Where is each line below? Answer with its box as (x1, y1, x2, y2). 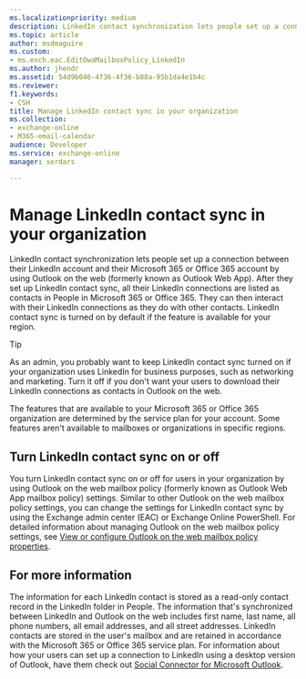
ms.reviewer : (9, 81, 59, 90)
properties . (9, 541, 51, 552)
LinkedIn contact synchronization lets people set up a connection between (9, 254, 290, 265)
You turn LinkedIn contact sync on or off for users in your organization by (9, 473, 285, 484)
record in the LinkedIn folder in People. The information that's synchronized (9, 602, 293, 613)
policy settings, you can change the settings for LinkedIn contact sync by (9, 502, 284, 513)
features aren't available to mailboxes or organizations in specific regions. (9, 422, 287, 433)
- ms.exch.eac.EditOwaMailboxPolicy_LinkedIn (9, 56, 185, 65)
